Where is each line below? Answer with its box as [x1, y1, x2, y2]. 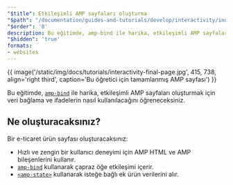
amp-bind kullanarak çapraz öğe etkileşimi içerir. [17, 162, 154, 170]
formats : [7, 42, 33, 49]
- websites [7, 49, 39, 56]
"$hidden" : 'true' [7, 36, 60, 43]
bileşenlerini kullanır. [17, 155, 76, 164]
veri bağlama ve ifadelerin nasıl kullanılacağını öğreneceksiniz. [7, 96, 186, 104]
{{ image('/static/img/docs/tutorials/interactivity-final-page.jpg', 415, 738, [7, 67, 217, 76]
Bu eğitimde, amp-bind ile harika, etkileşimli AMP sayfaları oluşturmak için [7, 88, 216, 97]
